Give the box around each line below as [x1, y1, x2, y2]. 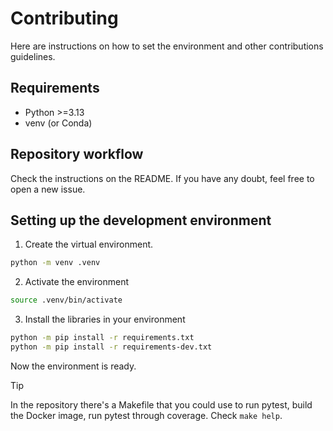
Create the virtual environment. [24, 238, 154, 251]
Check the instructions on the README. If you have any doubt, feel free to [10, 172, 315, 184]
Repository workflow [10, 146, 144, 163]
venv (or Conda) [24, 117, 93, 129]
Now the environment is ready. [10, 360, 137, 372]
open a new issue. [10, 183, 86, 195]
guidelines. [10, 50, 56, 62]
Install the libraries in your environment [24, 313, 186, 326]
